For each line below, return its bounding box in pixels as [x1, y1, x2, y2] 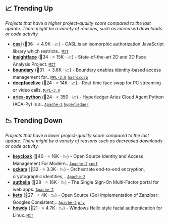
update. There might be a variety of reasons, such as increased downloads [5, 25, 162, 31]
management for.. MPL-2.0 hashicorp [12, 74, 88, 80]
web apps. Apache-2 [12, 186, 54, 192]
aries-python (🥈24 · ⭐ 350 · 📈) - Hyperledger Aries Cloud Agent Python [12, 94, 164, 100]
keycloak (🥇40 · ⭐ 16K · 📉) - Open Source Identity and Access [12, 153, 143, 159]
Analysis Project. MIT [12, 61, 55, 67]
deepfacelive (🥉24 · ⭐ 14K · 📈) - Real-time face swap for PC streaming [12, 80, 161, 86]
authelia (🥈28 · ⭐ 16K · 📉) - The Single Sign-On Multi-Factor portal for [12, 179, 159, 185]
